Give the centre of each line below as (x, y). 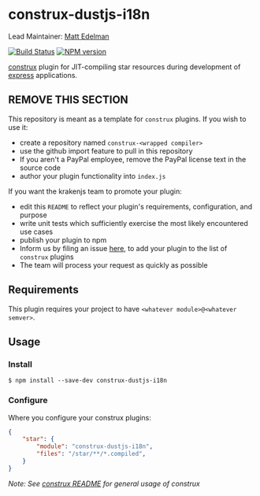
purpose (33, 215)
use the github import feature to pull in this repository (106, 150)
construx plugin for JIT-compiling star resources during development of (124, 67)
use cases (36, 231)
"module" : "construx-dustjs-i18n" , (95, 446)
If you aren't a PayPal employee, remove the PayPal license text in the (133, 159)
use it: (18, 127)
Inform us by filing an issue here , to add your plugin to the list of (123, 248)
